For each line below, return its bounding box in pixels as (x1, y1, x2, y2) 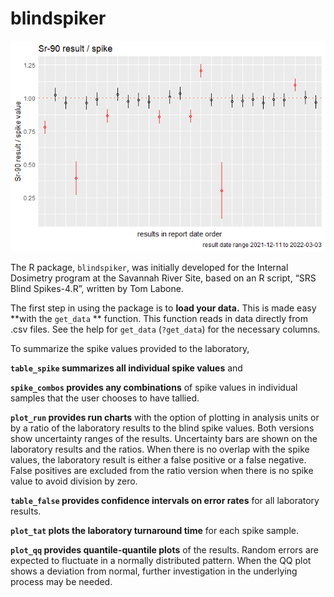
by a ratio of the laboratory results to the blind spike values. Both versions (10, 422, 315, 434)
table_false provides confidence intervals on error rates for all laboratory (10, 494, 320, 506)
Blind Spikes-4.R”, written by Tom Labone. (10, 282, 184, 294)
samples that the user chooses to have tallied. (10, 392, 200, 404)
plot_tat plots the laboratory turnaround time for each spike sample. (10, 524, 299, 536)
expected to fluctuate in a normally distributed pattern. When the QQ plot (10, 554, 312, 566)
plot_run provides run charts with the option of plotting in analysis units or (10, 411, 320, 423)
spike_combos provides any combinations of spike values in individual (10, 381, 298, 393)
